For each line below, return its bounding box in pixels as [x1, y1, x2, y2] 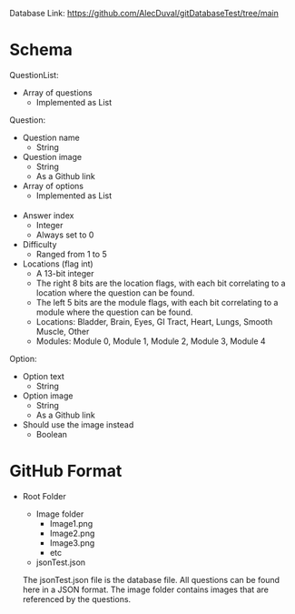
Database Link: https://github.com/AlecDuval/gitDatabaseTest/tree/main [9, 8, 280, 18]
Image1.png [49, 518, 93, 528]
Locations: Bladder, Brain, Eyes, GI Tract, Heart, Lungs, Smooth [35, 316, 273, 327]
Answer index [22, 209, 74, 221]
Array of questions [22, 86, 93, 98]
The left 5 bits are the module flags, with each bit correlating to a [35, 297, 279, 307]
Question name [22, 132, 80, 143]
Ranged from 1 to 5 [35, 248, 107, 259]
